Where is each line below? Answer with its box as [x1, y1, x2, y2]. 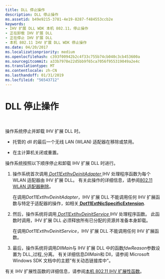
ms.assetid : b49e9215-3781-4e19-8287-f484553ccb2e [5, 17, 113, 22]
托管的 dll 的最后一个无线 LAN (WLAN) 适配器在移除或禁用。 [12, 139, 137, 145]
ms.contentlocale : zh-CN [5, 68, 57, 73]
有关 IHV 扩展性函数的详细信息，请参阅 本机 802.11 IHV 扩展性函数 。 [5, 268, 144, 274]
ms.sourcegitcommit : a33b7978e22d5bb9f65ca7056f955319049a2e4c [5, 59, 140, 64]
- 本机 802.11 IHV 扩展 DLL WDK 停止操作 [5, 40, 87, 45]
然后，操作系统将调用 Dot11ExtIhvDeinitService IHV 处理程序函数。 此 [12, 211, 155, 217]
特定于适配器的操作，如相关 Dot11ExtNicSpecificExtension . [21, 200, 145, 206]
